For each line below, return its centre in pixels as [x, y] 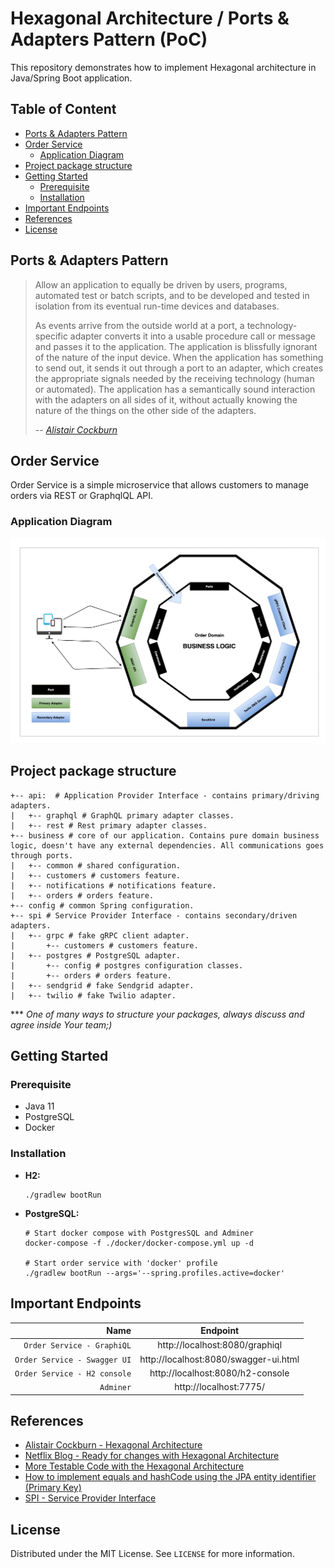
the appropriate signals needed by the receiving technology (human [174, 378]
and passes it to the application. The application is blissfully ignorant [176, 346]
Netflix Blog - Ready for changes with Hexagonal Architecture [152, 1456]
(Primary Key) [53, 1488]
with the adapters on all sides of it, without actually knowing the [166, 399]
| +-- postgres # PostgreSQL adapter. [96, 955]
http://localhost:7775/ [220, 1387]
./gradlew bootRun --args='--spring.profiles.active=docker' [155, 1273]
